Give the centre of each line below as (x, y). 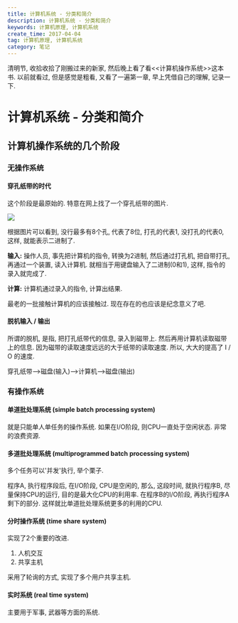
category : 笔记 (29, 47)
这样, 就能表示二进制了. (42, 240)
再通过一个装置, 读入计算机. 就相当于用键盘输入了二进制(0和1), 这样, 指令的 (117, 265)
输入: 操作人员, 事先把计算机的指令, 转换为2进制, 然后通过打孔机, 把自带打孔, (119, 255)
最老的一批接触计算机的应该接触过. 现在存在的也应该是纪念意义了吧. (107, 304)
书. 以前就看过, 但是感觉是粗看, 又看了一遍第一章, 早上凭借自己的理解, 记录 (116, 77)
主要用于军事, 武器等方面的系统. (54, 612)
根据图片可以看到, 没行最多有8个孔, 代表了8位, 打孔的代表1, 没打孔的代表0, (116, 231)
